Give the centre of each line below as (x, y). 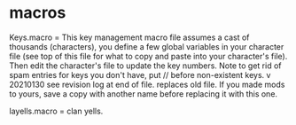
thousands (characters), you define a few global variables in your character (147, 46)
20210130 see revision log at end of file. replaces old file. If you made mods (147, 84)
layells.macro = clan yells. (56, 111)
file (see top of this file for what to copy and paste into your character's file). (148, 56)
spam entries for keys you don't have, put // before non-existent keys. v (140, 74)
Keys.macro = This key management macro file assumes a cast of (129, 37)
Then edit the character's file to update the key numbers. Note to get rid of (145, 66)
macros (38, 13)
